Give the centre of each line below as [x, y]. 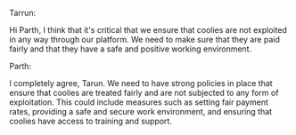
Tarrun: [23, 13]
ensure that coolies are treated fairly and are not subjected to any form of [144, 93]
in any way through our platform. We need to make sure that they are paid [145, 40]
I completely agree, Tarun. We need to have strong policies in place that [141, 83]
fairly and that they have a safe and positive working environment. [131, 49]
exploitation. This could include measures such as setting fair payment [139, 102]
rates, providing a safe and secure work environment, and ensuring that [141, 111]
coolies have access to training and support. [90, 121]
